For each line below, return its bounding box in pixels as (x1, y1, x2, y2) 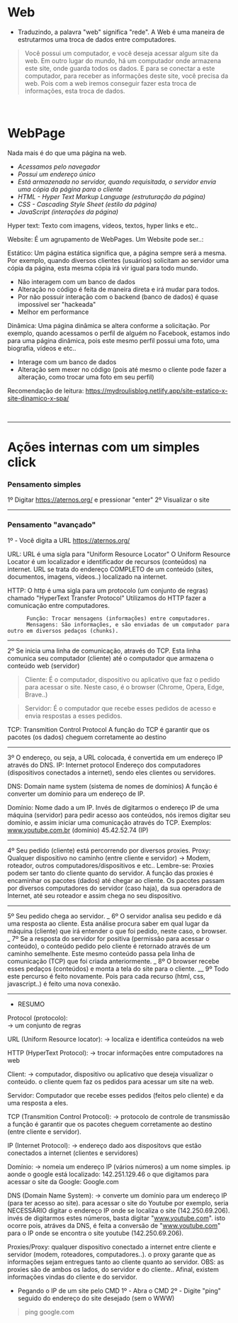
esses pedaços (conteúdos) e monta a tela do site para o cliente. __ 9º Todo (7, 964, 229, 973)
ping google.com (24, 1307, 74, 1316)
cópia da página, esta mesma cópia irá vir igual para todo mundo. (7, 264, 198, 272)
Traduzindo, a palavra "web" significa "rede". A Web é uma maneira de (17, 28, 225, 36)
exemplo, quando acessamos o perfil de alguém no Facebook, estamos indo (7, 329, 230, 337)
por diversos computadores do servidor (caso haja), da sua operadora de (7, 884, 222, 892)
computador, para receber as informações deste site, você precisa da (24, 72, 229, 80)
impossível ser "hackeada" (17, 300, 96, 308)
